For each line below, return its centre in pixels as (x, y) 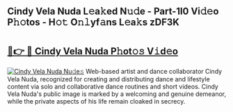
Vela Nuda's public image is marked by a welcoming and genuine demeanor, (117, 94)
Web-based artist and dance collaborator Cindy (154, 71)
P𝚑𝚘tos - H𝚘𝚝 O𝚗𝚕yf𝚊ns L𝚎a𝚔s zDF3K (93, 23)
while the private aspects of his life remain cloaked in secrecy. (96, 101)
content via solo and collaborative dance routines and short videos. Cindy (113, 87)
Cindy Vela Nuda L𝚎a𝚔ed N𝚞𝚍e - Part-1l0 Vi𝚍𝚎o (113, 11)
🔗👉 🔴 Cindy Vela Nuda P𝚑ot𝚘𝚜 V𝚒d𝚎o (93, 51)
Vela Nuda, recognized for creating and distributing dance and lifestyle (109, 79)
